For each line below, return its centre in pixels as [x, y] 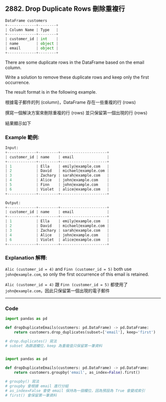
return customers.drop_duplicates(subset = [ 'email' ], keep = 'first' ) [85, 332]
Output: [13, 203]
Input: [12, 148]
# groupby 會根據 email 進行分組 [37, 386]
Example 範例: [22, 137]
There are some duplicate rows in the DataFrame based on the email [75, 62]
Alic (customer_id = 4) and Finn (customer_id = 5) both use [68, 269]
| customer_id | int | [32, 39]
